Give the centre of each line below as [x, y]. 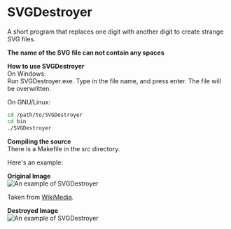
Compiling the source [39, 141]
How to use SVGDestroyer [46, 66]
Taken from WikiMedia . [41, 197]
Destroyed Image [33, 210]
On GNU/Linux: [29, 102]
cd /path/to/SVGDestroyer [45, 115]
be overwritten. [29, 88]
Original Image [29, 176]
